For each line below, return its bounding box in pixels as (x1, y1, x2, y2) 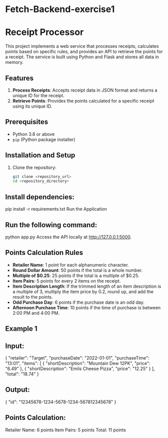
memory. (5, 59, 24, 65)
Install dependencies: (5, 193, 74, 201)
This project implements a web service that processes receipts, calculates (5, 43, 159, 49)
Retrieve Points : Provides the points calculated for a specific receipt (12, 98, 154, 104)
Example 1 (5, 324, 38, 333)
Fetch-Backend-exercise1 (5, 4, 115, 15)
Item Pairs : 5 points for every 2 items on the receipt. (12, 278, 121, 284)
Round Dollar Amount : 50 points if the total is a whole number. (12, 267, 143, 273)
